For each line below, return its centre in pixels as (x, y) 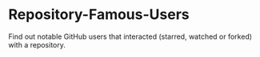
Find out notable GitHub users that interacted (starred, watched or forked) (130, 36)
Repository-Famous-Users (99, 15)
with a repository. (37, 44)
